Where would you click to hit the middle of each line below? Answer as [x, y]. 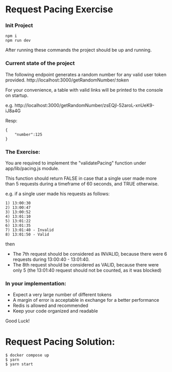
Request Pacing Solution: [60, 342]
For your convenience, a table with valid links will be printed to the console [84, 90]
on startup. [17, 95]
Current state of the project [40, 64]
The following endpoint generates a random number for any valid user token [86, 74]
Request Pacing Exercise [59, 9]
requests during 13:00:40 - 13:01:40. [51, 259]
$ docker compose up [27, 355]
